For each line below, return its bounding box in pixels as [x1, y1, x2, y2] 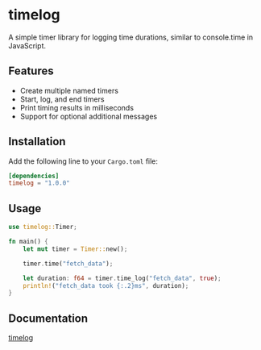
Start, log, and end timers [19, 94, 105, 104]
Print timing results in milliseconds [19, 102, 135, 112]
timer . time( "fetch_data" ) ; [23, 260, 114, 268]
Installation [8, 135, 66, 148]
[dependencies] [8, 172, 60, 180]
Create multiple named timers [19, 85, 119, 95]
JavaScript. [8, 40, 47, 50]
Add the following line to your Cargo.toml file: [8, 156, 159, 166]
